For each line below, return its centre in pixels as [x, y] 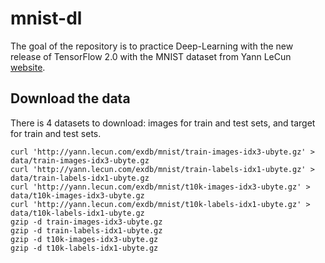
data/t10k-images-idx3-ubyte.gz [77, 195]
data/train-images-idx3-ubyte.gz [80, 160]
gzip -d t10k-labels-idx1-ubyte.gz [84, 248]
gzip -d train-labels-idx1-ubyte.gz [86, 230]
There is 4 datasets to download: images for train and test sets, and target [163, 123]
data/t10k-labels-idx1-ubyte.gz [77, 213]
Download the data [70, 98]
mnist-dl [46, 18]
